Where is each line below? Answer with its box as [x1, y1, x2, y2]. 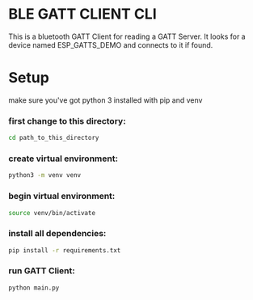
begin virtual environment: [8, 191, 116, 202]
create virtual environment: [8, 153, 119, 164]
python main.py [8, 284, 60, 292]
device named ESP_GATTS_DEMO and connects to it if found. [8, 40, 213, 49]
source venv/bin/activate [8, 209, 95, 217]
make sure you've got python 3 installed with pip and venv [8, 95, 203, 105]
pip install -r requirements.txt [8, 246, 121, 255]
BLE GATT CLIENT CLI [8, 5, 158, 23]
